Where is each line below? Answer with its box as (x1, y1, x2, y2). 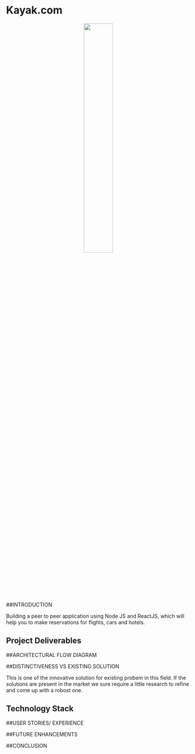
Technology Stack (6, 703, 74, 714)
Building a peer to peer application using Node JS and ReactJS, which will (6, 612, 184, 619)
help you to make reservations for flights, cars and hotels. (6, 618, 145, 626)
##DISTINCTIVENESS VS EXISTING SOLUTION (6, 662, 119, 670)
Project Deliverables (6, 636, 82, 646)
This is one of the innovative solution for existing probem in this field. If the (6, 674, 186, 681)
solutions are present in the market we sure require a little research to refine (6, 680, 189, 688)
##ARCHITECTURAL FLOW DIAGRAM (6, 651, 97, 658)
